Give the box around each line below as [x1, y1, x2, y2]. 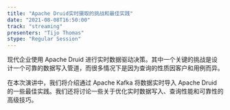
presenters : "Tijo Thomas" [7, 29, 84, 36]
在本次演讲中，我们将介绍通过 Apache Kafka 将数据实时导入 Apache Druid [7, 78, 218, 87]
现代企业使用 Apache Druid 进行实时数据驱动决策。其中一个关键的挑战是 [7, 56, 212, 64]
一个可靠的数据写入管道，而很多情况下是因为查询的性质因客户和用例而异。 [12, 64, 224, 72]
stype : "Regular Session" [7, 36, 81, 43]
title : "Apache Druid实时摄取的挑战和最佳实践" [7, 10, 134, 17]
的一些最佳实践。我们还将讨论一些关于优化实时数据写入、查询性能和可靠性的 [7, 87, 224, 96]
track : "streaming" [7, 23, 63, 30]
